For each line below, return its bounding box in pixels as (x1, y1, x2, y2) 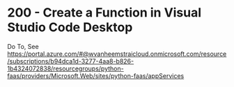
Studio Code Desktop (7, 19, 133, 35)
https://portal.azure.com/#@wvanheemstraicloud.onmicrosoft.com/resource (7, 50, 227, 58)
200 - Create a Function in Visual (7, 5, 202, 21)
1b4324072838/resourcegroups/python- (7, 64, 124, 72)
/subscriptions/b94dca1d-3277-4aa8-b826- (7, 57, 134, 65)
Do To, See (7, 42, 40, 50)
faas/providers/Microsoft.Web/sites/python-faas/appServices (7, 71, 185, 80)
